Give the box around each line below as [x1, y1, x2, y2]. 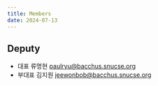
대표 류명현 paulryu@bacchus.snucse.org [17, 62, 136, 71]
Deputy [7, 43, 41, 55]
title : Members [7, 10, 52, 17]
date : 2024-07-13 [7, 17, 58, 24]
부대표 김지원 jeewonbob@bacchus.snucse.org [17, 71, 152, 79]
